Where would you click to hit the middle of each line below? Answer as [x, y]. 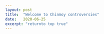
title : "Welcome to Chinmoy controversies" [52, 14]
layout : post [19, 10]
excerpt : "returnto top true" [37, 24]
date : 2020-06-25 [25, 19]
